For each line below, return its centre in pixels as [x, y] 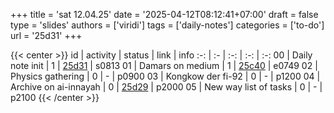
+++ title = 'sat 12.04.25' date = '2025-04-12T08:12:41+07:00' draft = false [164, 14]
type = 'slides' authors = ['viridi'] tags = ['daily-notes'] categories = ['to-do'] [167, 25]
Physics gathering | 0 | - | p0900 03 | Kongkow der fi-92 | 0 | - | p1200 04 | [165, 76]
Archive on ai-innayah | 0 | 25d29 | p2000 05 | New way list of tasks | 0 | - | [166, 87]
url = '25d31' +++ [46, 35]
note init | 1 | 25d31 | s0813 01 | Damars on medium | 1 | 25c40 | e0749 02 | [164, 65]
